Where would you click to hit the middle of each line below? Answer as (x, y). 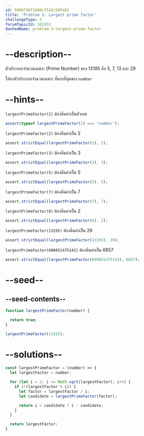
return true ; (24, 320)
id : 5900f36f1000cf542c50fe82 (37, 10)
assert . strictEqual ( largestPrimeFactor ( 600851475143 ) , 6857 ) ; (73, 260)
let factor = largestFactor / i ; (54, 392)
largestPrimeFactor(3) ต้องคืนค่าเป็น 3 (43, 153)
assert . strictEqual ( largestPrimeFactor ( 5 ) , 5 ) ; (57, 182)
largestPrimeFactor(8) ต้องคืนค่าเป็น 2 (43, 211)
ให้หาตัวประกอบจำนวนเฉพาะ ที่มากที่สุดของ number (49, 79)
